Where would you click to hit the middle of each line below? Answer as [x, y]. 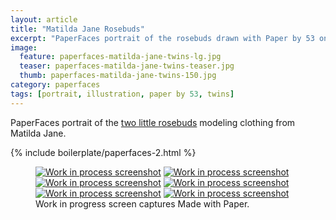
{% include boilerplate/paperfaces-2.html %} [103, 152]
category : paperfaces [55, 85]
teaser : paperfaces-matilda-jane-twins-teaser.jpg [127, 66]
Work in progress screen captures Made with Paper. [142, 203]
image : [24, 47]
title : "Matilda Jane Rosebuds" [77, 29]
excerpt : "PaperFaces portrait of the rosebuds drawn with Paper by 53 [162, 38]
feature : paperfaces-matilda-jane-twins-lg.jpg [120, 57]
